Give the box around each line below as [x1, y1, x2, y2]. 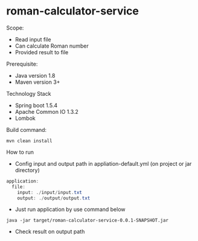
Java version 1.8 [14, 72, 56, 79]
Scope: [6, 24, 24, 31]
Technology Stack [6, 90, 51, 97]
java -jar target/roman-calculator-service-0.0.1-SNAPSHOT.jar [6, 218, 169, 224]
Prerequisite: [6, 60, 38, 67]
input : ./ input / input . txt [17, 189, 83, 195]
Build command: [6, 126, 47, 133]
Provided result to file [14, 48, 69, 55]
